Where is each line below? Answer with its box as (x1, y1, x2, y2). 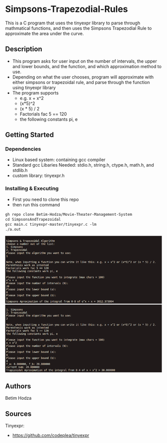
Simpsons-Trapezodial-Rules (5, 3, 128, 15)
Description (5, 45, 42, 53)
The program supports (12, 89, 59, 95)
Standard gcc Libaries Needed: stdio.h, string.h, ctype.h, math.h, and (12, 162, 154, 168)
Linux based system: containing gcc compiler (12, 157, 106, 163)
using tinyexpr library (12, 85, 56, 90)
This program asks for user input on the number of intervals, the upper (12, 58, 158, 64)
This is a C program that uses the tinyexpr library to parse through (5, 20, 141, 26)
